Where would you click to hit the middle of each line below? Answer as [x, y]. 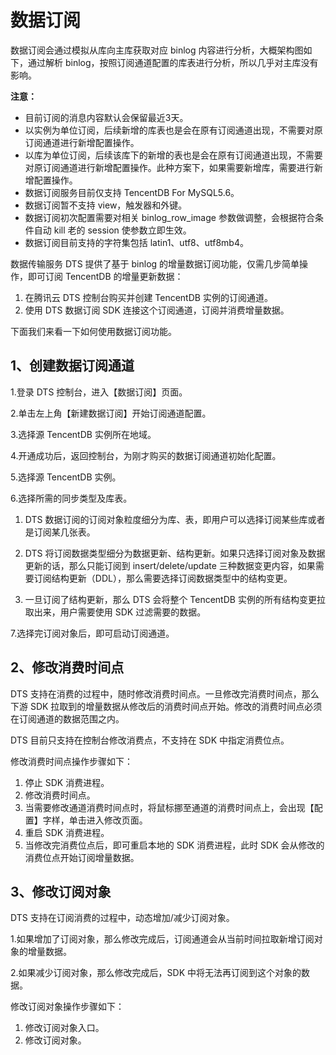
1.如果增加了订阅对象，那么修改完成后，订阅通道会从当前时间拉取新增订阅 [162, 939]
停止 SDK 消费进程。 [67, 782]
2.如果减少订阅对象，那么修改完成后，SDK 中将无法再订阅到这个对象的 [156, 973]
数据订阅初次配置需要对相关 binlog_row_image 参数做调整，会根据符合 [169, 217]
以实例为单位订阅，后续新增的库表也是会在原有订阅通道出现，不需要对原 [173, 130]
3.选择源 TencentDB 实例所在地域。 [83, 434]
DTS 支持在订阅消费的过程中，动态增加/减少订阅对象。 [122, 918]
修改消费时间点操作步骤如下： [71, 761]
